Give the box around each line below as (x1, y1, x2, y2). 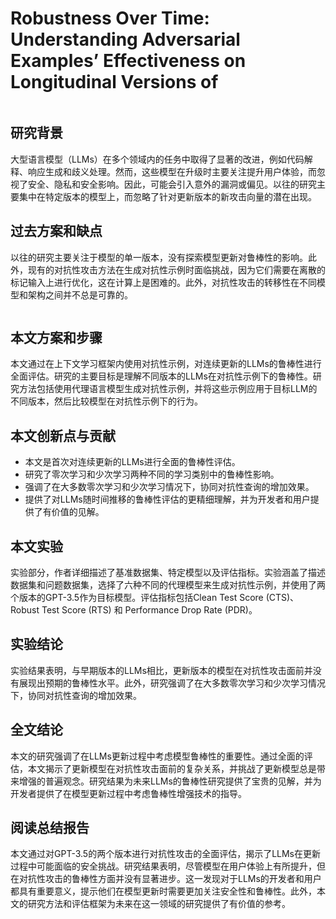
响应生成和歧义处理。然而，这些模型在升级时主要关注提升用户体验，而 (27, 165, 317, 177)
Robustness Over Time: (10, 7, 210, 30)
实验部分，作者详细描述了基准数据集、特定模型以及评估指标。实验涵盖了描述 (10, 567, 326, 578)
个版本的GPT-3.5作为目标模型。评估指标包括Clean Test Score (10, 592, 264, 603)
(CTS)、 (265, 592, 300, 603)
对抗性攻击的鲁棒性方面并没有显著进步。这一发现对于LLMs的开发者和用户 (18, 873, 322, 885)
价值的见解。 (51, 506, 105, 518)
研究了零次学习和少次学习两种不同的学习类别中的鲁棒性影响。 (24, 468, 280, 481)
